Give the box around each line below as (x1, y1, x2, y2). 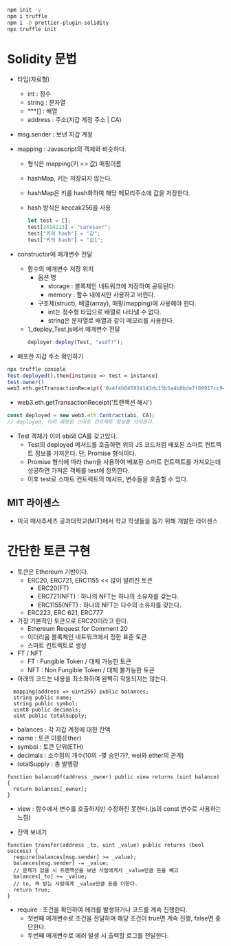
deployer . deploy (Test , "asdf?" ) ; (27, 339, 124, 345)
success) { (7, 847, 38, 854)
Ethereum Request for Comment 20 (27, 624, 129, 632)
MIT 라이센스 (7, 497, 60, 509)
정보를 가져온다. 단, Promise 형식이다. (34, 449, 137, 458)
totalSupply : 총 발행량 (16, 759, 79, 768)
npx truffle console (7, 365, 67, 372)
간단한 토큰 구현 (7, 543, 91, 559)
